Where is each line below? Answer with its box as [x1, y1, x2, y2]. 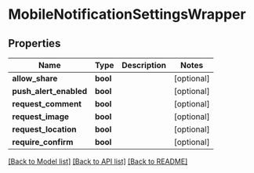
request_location [12, 124, 77, 135]
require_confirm [12, 137, 74, 147]
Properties [8, 37, 61, 50]
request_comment [12, 99, 82, 109]
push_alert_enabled [12, 86, 88, 96]
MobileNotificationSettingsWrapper [8, 5, 246, 23]
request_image [12, 111, 69, 122]
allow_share [12, 73, 58, 84]
